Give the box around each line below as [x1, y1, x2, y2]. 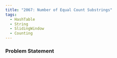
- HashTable [10, 17, 36, 22]
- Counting [10, 31, 33, 36]
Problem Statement [5, 47, 54, 54]
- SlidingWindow [10, 26, 44, 31]
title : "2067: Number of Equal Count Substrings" [5, 7, 113, 13]
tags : [5, 12, 17, 17]
